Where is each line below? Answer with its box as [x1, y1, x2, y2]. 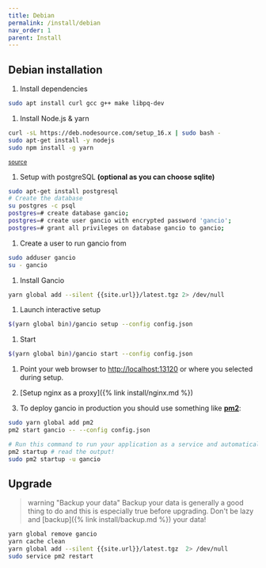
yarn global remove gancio [8, 530, 97, 539]
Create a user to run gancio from [19, 238, 127, 248]
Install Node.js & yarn [19, 113, 89, 123]
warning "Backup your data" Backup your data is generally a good [27, 498, 244, 508]
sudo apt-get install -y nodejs [8, 136, 115, 144]
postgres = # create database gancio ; [8, 209, 129, 218]
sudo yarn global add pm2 [8, 419, 93, 427]
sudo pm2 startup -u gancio [8, 455, 101, 463]
